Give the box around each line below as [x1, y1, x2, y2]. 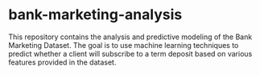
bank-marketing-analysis [8, 6, 183, 24]
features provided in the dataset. [8, 57, 117, 67]
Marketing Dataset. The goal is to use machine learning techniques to [8, 40, 239, 49]
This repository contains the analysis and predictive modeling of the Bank [8, 32, 253, 41]
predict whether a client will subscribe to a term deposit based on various [8, 49, 253, 58]
